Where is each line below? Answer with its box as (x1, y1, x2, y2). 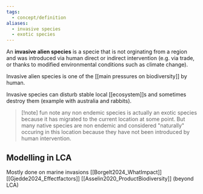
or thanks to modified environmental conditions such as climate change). (6, 61, 188, 69)
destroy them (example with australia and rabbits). (6, 98, 132, 105)
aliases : (6, 20, 28, 26)
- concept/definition (12, 15, 67, 21)
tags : (6, 8, 20, 15)
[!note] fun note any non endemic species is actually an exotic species (21, 109, 198, 116)
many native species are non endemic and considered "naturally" (21, 122, 185, 129)
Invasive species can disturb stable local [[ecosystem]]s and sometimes (6, 91, 187, 98)
